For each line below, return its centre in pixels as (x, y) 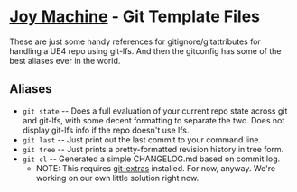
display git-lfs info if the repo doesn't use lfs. (106, 130)
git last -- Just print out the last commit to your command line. (142, 139)
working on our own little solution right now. (117, 178)
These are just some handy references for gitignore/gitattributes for (135, 41)
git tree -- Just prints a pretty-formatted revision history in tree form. (153, 149)
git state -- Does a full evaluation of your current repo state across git (155, 111)
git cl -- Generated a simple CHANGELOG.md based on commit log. (151, 159)
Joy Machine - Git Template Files (135, 17)
